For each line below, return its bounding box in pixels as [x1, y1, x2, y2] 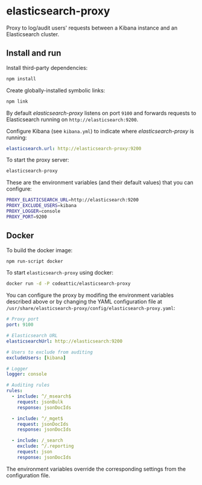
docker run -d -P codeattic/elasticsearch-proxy [6, 281, 131, 287]
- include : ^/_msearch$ [11, 393, 71, 399]
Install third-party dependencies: [6, 64, 88, 71]
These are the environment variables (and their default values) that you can [6, 179, 194, 186]
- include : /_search [11, 437, 63, 444]
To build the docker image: [6, 246, 73, 254]
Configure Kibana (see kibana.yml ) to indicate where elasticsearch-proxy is [6, 127, 194, 135]
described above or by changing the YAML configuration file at [6, 298, 163, 305]
